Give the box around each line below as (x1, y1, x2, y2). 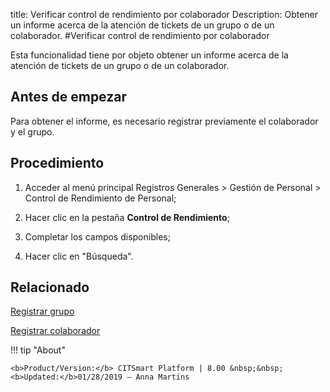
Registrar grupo (10, 305, 75, 318)
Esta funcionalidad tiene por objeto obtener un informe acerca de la (10, 49, 289, 61)
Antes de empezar (10, 89, 127, 106)
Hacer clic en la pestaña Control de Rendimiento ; (24, 211, 230, 223)
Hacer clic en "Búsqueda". (24, 250, 134, 262)
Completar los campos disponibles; (24, 230, 171, 243)
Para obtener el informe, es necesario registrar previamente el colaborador (10, 115, 319, 127)
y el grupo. (10, 125, 55, 138)
